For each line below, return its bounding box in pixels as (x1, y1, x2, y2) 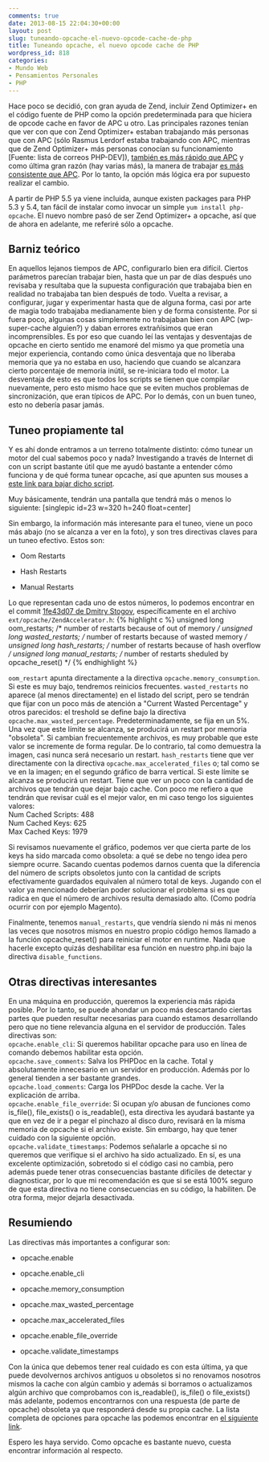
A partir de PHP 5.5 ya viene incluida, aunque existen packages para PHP (8, 194, 251, 203)
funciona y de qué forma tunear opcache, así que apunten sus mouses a (8, 471, 249, 480)
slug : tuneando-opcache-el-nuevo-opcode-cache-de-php (8, 34, 193, 43)
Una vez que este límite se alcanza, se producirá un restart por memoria (8, 725, 247, 734)
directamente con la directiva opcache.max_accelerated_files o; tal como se (8, 758, 259, 768)
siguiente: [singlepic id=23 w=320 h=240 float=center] (8, 503, 191, 513)
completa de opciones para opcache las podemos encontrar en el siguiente (8, 1413, 259, 1423)
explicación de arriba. (8, 1090, 80, 1100)
